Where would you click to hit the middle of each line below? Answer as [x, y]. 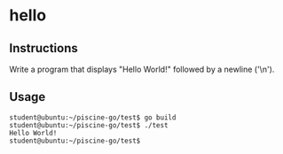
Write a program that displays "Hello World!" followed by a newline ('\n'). [142, 69]
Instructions [43, 48]
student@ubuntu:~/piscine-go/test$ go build [93, 117]
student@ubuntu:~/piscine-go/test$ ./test [89, 125]
